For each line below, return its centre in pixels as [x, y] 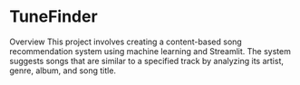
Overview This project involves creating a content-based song [126, 42]
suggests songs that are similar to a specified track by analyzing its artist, [146, 61]
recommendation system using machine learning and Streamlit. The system [150, 51]
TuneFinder [53, 17]
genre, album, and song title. [63, 71]
